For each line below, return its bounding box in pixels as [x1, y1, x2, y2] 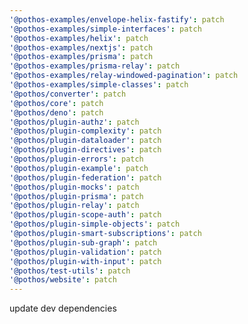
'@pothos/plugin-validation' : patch [9, 247, 162, 257]
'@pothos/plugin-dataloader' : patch [9, 136, 162, 146]
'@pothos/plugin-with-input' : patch [9, 256, 162, 266]
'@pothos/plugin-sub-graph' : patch [9, 237, 158, 248]
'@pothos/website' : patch [9, 275, 117, 285]
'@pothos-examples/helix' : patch [9, 33, 149, 43]
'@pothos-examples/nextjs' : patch [9, 42, 154, 53]
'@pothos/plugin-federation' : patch [9, 172, 162, 183]
